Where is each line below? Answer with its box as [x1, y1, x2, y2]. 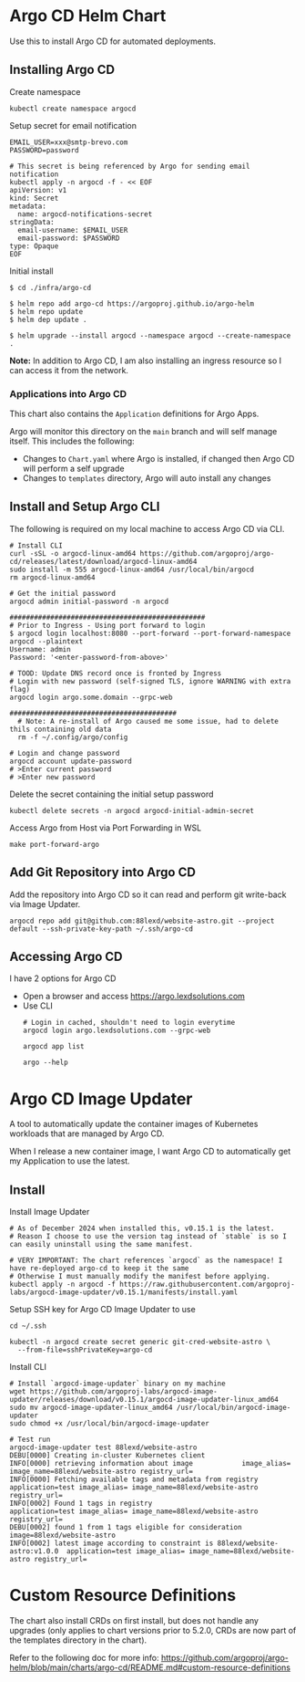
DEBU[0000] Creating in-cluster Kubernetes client [9, 1451, 206, 1460]
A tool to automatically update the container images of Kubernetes [9, 1119, 259, 1130]
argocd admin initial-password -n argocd [9, 597, 169, 606]
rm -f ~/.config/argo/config [17, 732, 128, 742]
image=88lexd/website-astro [9, 1531, 117, 1541]
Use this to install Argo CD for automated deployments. [9, 36, 217, 47]
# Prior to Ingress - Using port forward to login [9, 621, 206, 630]
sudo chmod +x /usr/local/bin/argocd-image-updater [9, 1419, 209, 1428]
